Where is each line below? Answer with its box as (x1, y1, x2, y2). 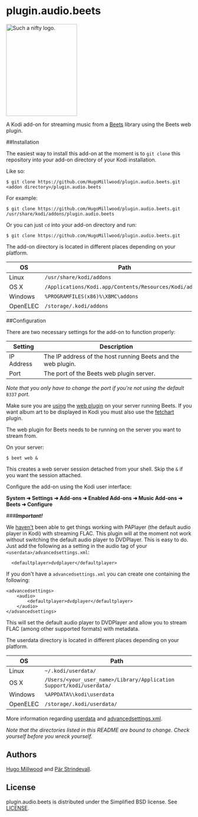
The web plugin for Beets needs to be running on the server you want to (6, 426, 181, 433)
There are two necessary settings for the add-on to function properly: (6, 328, 176, 335)
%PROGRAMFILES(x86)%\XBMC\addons (44, 293, 138, 300)
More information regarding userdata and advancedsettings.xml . (6, 715, 163, 722)
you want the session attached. (6, 471, 82, 478)
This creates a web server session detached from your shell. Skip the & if (6, 465, 183, 472)
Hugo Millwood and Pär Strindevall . (6, 765, 92, 772)
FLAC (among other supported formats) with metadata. (6, 625, 140, 632)
